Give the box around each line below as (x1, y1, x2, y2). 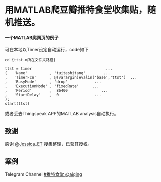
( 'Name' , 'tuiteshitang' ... (5, 71, 111, 76)
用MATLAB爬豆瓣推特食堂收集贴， (5, 4, 147, 16)
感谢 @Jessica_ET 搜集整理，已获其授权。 (5, 141, 92, 147)
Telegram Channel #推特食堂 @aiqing (5, 171, 82, 177)
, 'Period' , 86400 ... (5, 88, 108, 93)
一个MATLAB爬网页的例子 (5, 34, 59, 40)
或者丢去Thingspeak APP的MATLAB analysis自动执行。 (5, 111, 119, 117)
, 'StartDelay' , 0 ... (5, 93, 101, 98)
